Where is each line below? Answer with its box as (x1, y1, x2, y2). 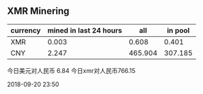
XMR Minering (7, 5, 70, 17)
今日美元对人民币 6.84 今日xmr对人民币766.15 (7, 66, 136, 74)
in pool (167, 25, 190, 35)
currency (10, 25, 41, 35)
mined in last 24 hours (47, 25, 122, 35)
